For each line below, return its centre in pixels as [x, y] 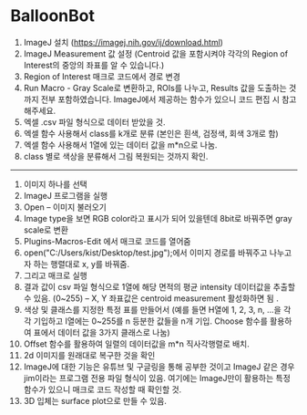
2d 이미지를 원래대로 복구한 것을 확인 [89, 355]
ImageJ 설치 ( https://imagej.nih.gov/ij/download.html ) [123, 42]
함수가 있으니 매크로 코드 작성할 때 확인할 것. [102, 389]
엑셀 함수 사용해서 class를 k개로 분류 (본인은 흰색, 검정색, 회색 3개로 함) [151, 133]
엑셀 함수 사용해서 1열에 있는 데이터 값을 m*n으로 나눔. [120, 145]
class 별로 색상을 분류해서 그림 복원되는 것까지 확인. [116, 156]
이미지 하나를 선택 [55, 184]
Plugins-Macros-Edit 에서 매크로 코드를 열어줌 [107, 241]
